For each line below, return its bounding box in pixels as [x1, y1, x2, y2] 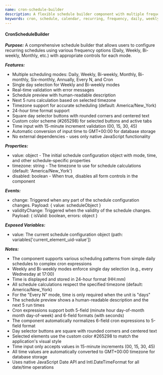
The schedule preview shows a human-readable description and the [12, 297, 149, 302]
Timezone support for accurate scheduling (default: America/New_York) [12, 102, 157, 108]
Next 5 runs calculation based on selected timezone [12, 97, 116, 103]
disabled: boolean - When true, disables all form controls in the [12, 173, 138, 179]
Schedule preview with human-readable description [12, 92, 116, 98]
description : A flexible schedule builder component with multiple [5, 12, 145, 17]
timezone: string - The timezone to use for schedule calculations [12, 163, 142, 169]
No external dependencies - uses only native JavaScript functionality [12, 133, 150, 139]
